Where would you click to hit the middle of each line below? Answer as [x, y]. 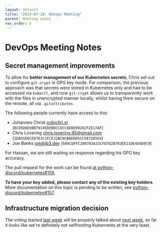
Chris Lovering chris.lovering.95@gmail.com [57, 133]
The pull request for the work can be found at [51, 168]
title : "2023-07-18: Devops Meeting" [44, 14]
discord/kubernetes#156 [30, 173]
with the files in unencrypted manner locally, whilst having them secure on [80, 98]
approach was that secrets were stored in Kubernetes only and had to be [79, 88]
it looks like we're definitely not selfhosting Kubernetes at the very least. [78, 225]
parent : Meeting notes [28, 19]
